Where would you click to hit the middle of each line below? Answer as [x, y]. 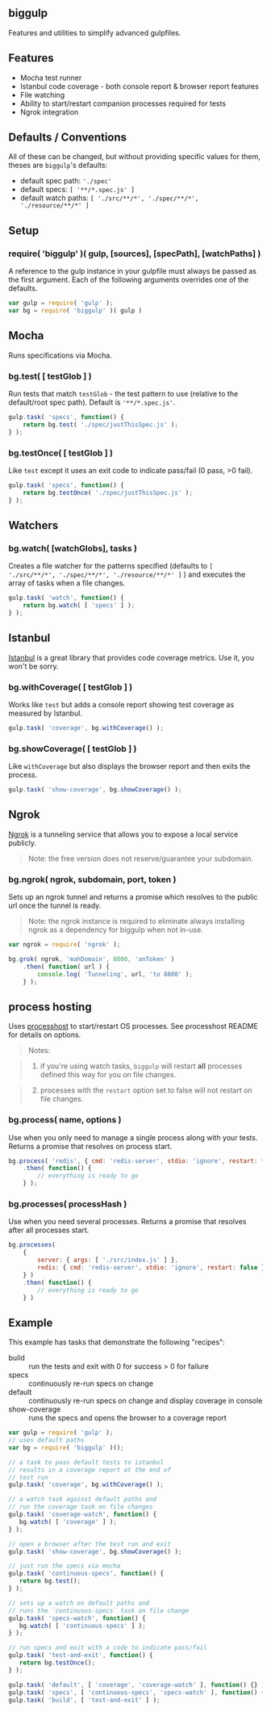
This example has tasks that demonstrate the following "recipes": [117, 1342]
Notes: [39, 1051]
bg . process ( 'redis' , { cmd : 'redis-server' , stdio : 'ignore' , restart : [133, 1161]
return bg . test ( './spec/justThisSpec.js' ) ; [101, 424]
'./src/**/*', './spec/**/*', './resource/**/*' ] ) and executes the [127, 575]
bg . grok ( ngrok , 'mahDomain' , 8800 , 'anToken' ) [92, 959]
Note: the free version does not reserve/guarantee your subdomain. [141, 858]
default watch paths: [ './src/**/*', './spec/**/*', [109, 198]
